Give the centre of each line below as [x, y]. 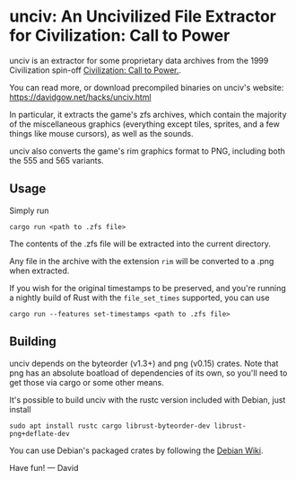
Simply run [29, 210]
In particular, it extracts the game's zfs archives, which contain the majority [148, 114]
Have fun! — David [44, 467]
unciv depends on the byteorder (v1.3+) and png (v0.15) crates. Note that [144, 363]
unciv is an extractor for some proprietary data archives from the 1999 [139, 60]
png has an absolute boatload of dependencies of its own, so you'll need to [148, 373]
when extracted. [39, 271]
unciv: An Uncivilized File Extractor [143, 17]
